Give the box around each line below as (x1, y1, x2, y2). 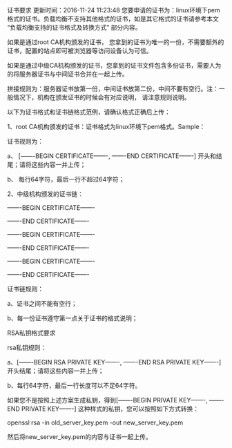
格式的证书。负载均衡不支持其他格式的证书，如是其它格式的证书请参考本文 (7, 14, 219, 23)
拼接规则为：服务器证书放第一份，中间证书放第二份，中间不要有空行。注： (7, 85, 219, 92)
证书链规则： (7, 285, 43, 293)
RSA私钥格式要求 (7, 329, 56, 337)
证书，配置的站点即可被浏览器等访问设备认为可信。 (7, 47, 153, 55)
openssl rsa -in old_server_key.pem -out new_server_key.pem (7, 418, 184, 427)
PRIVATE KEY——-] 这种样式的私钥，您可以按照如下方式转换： (21, 405, 200, 413)
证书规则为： (7, 137, 43, 145)
